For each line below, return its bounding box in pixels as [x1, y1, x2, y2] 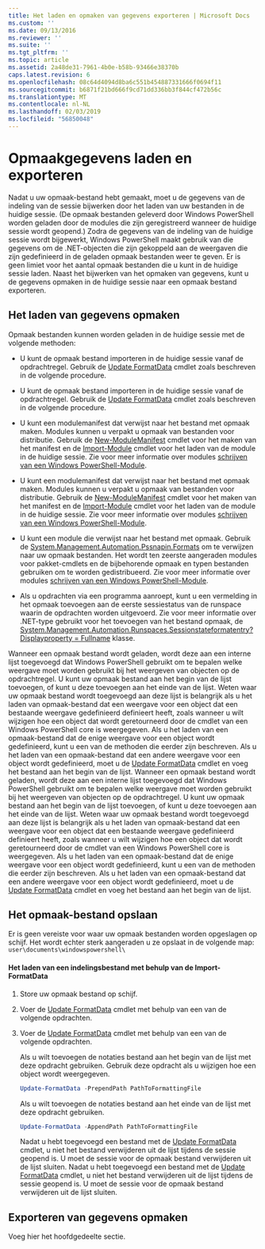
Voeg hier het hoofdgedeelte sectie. [8, 1232, 125, 1241]
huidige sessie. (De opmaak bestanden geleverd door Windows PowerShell [8, 209, 254, 219]
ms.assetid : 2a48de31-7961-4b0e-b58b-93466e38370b [8, 64, 179, 72]
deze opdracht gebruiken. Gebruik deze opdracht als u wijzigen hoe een [19, 1061, 256, 1070]
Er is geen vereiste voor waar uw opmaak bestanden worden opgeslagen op [8, 929, 258, 939]
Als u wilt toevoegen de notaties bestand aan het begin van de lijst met [19, 1052, 252, 1061]
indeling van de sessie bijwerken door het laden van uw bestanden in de [8, 200, 244, 211]
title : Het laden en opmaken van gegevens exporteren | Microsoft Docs [8, 11, 250, 20]
